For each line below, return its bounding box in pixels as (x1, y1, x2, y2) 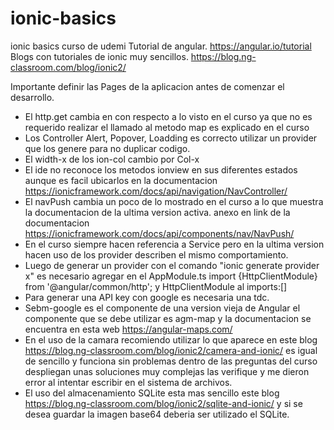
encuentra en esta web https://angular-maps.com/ (24, 323, 233, 335)
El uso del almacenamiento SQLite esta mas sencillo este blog (24, 387, 280, 399)
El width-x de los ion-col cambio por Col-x (24, 153, 200, 165)
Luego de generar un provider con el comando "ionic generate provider (24, 259, 320, 271)
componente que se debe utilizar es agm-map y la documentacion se (24, 312, 312, 324)
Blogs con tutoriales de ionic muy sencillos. (10, 50, 189, 62)
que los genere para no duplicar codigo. (24, 142, 191, 154)
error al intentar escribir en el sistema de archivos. (24, 376, 233, 388)
